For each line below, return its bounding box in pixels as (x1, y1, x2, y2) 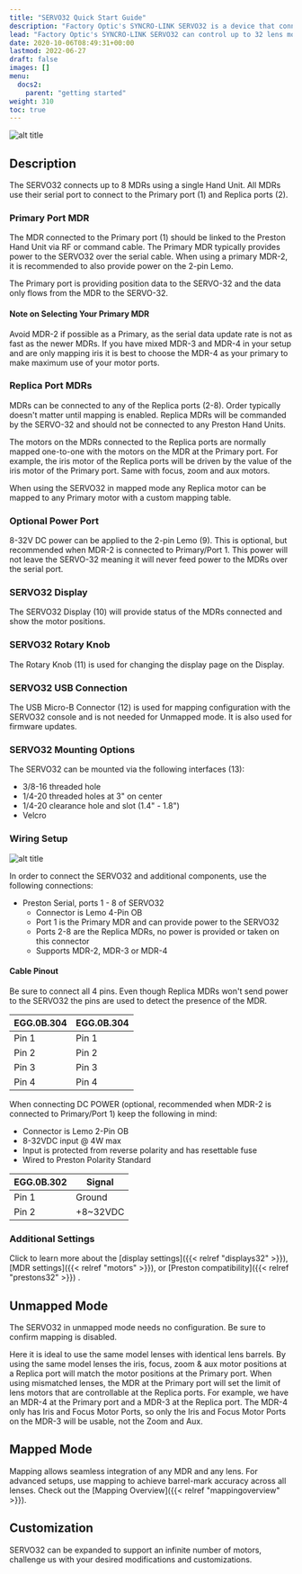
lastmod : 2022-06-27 (9, 47, 87, 56)
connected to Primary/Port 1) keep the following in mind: (9, 1108, 218, 1119)
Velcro (22, 810, 47, 821)
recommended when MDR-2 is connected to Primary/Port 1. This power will (9, 545, 289, 556)
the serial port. (9, 564, 64, 575)
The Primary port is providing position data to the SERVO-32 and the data (9, 278, 281, 289)
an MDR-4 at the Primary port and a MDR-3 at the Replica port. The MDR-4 (9, 1396, 289, 1408)
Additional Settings (9, 1232, 95, 1245)
